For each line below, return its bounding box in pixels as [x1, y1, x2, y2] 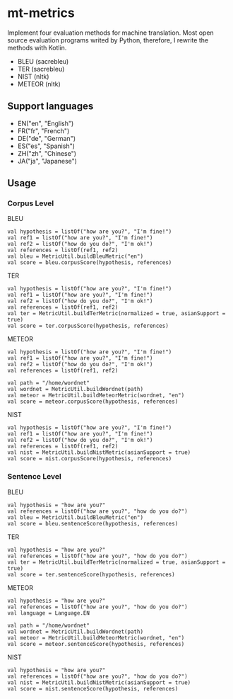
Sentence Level [7, 472, 62, 482]
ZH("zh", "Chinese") [17, 149, 76, 157]
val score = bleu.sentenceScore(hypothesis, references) [7, 520, 179, 527]
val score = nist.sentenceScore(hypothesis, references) [7, 685, 179, 692]
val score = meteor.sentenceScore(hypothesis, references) [7, 640, 185, 647]
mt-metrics [7, 5, 76, 21]
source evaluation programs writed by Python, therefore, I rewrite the [7, 35, 209, 44]
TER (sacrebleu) [17, 64, 65, 73]
